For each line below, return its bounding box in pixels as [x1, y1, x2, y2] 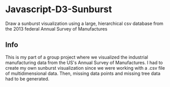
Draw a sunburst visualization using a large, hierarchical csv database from [5, 20, 163, 26]
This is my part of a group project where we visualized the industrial [5, 54, 148, 60]
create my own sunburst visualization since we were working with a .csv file [5, 65, 165, 71]
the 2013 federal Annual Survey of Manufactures [5, 25, 108, 32]
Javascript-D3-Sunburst [5, 4, 112, 15]
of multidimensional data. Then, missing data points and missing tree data [5, 70, 161, 76]
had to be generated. [5, 75, 50, 82]
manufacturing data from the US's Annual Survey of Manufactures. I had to [5, 60, 163, 66]
